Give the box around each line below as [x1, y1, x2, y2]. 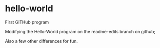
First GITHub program [5, 19, 49, 25]
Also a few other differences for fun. [5, 38, 78, 44]
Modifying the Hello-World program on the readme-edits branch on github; [5, 28, 156, 34]
